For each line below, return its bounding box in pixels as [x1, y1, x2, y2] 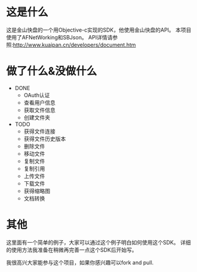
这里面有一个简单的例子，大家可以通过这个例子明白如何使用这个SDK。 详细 [6, 239, 191, 246]
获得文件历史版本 [23, 135, 66, 142]
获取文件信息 [23, 106, 56, 113]
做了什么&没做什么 [6, 64, 97, 78]
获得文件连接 [23, 128, 56, 135]
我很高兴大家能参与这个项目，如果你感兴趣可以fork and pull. [6, 259, 154, 266]
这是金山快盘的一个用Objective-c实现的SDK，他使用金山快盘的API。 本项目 [6, 26, 192, 33]
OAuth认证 [23, 91, 50, 98]
